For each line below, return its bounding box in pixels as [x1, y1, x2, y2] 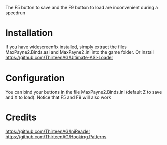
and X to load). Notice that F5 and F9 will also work [5, 94, 111, 100]
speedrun [5, 10, 25, 16]
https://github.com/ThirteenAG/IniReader [5, 128, 91, 134]
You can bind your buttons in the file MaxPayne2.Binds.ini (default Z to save [5, 89, 162, 95]
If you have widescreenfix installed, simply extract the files [5, 44, 127, 50]
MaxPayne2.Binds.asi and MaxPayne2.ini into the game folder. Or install [5, 49, 154, 55]
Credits [5, 112, 37, 123]
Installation [5, 27, 53, 39]
